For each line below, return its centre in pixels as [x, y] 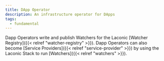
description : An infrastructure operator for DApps [60, 14]
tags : [11, 19]
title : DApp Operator [28, 10]
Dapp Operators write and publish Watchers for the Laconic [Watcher [77, 38]
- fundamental [24, 24]
